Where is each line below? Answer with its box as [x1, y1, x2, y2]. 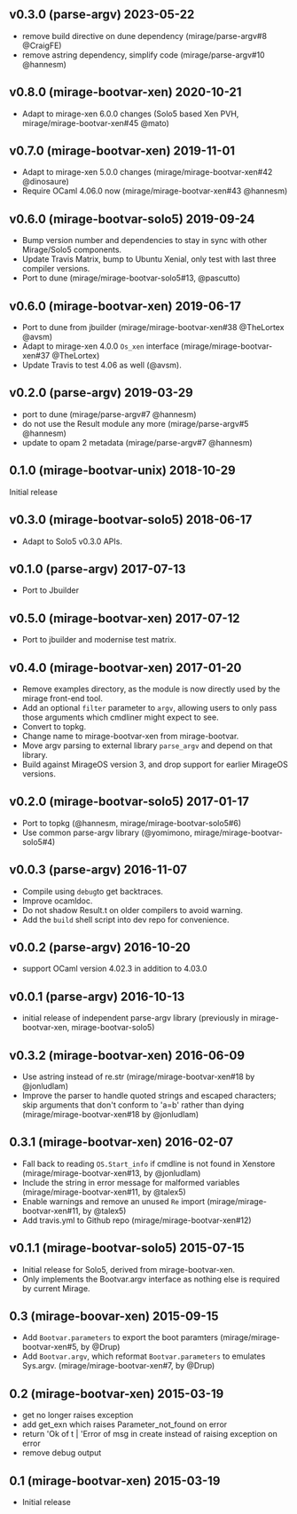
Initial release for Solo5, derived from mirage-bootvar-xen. [21, 1264, 236, 1274]
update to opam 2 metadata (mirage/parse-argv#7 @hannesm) [21, 437, 253, 447]
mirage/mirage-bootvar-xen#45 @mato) [21, 117, 170, 128]
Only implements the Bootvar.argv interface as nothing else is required [21, 1273, 280, 1284]
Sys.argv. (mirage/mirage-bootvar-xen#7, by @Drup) [21, 1360, 215, 1371]
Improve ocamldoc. [21, 895, 93, 906]
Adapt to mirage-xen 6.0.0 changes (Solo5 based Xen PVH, [21, 108, 239, 119]
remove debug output [21, 1447, 102, 1458]
